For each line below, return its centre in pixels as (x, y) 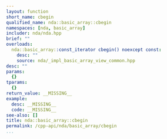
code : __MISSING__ (34, 110)
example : (17, 99)
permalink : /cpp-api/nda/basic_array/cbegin (61, 126)
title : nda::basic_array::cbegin (47, 121)
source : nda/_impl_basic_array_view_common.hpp (76, 60)
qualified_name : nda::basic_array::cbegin (59, 22)
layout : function (27, 11)
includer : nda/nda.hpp (34, 33)
